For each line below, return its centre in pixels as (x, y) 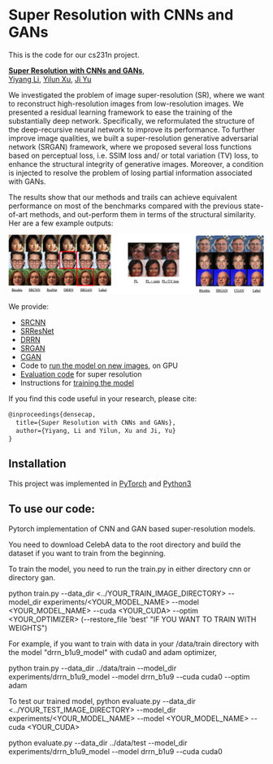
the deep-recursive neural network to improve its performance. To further (132, 129)
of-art (18, 214)
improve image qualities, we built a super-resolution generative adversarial (133, 138)
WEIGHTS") (28, 627)
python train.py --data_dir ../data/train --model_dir (93, 668)
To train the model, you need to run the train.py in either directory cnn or (130, 569)
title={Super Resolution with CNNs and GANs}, (96, 423)
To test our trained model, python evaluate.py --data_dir (102, 701)
